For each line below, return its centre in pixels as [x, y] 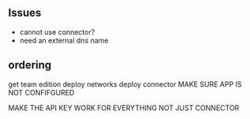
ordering [30, 65]
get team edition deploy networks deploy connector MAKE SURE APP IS [125, 84]
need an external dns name [64, 40]
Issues [25, 13]
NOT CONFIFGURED [41, 92]
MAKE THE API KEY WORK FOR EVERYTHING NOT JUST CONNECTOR [124, 108]
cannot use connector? [57, 32]
